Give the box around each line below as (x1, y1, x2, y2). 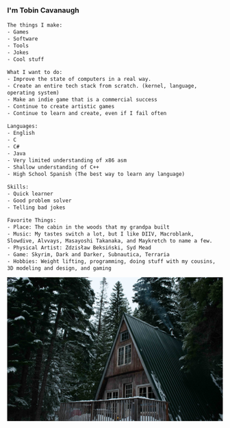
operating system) (7, 90, 60, 97)
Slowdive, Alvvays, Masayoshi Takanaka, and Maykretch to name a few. (7, 238, 213, 244)
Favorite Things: (7, 217, 57, 224)
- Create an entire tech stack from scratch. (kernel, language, (7, 83, 197, 90)
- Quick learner (7, 190, 53, 197)
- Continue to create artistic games (7, 103, 115, 110)
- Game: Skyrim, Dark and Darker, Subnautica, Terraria (7, 251, 170, 258)
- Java (7, 150, 26, 158)
